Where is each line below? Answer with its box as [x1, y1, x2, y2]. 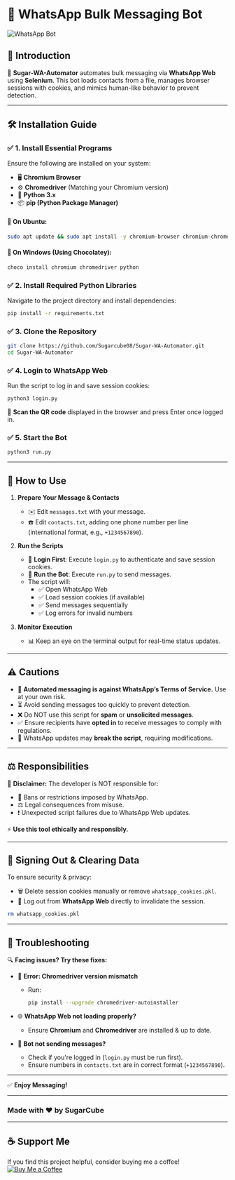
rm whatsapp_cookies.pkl [7, 910, 80, 918]
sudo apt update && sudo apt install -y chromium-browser [7, 233, 180, 240]
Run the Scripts [17, 541, 64, 550]
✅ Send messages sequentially [38, 600, 128, 609]
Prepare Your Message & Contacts [17, 493, 120, 501]
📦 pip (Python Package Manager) [17, 199, 119, 207]
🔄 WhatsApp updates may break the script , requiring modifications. [17, 734, 213, 742]
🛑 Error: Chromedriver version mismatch [17, 972, 138, 981]
